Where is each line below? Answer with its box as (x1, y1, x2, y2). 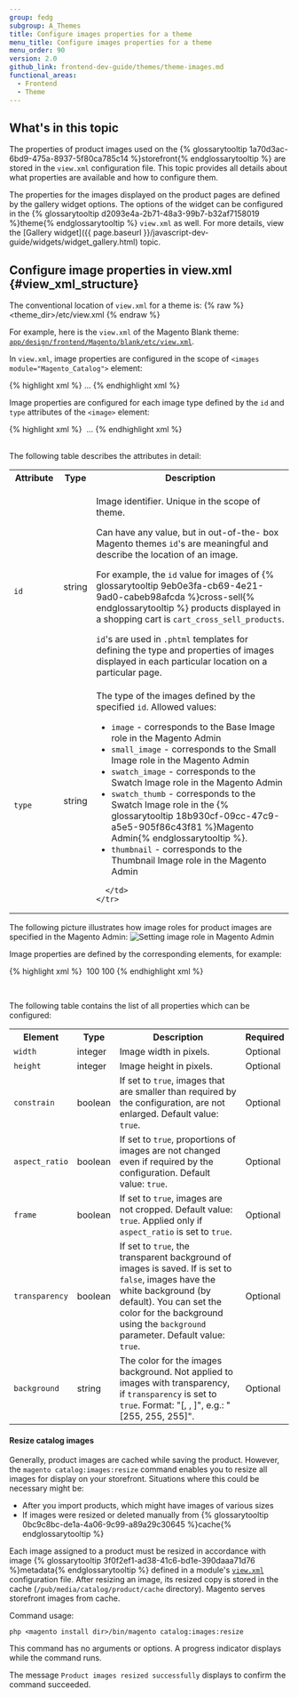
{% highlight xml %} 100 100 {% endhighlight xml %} (9, 966, 204, 977)
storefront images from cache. (9, 1593, 121, 1604)
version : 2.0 (9, 54, 58, 63)
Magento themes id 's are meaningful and (96, 537, 269, 550)
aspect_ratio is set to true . (119, 1226, 232, 1238)
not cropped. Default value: (119, 1203, 233, 1216)
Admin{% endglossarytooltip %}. (110, 832, 248, 845)
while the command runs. (9, 1653, 102, 1663)
